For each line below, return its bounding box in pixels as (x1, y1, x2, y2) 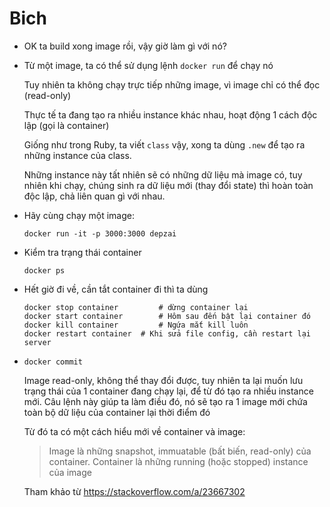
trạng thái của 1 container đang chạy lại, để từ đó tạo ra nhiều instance (23, 385, 314, 397)
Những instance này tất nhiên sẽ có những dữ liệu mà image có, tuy (23, 168, 303, 181)
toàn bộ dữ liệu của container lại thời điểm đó (23, 406, 211, 418)
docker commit (23, 357, 83, 367)
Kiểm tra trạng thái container (23, 246, 142, 258)
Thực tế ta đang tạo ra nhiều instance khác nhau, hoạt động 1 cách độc (23, 108, 318, 121)
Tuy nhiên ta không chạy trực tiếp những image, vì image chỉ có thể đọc (23, 78, 321, 91)
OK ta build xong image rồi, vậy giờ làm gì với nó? (23, 40, 227, 52)
